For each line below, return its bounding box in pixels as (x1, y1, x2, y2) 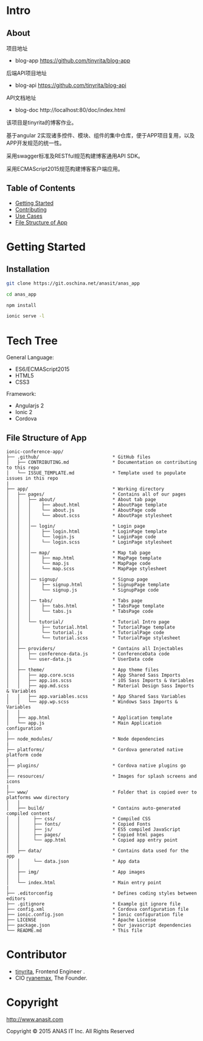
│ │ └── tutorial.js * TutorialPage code (6, 630, 165, 636)
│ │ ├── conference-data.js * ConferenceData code (6, 651, 170, 657)
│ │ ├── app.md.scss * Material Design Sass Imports (6, 683, 194, 689)
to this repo (6, 465, 40, 471)
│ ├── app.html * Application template (6, 715, 173, 721)
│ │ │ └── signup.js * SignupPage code (6, 587, 159, 593)
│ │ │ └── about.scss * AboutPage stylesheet (6, 513, 173, 519)
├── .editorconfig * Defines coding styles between (6, 890, 198, 897)
